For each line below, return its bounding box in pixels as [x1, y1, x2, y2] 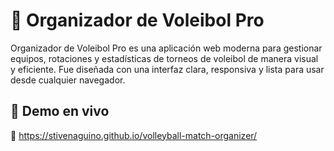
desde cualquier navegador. [10, 74, 126, 86]
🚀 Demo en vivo [10, 103, 110, 120]
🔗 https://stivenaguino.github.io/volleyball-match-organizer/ [10, 129, 258, 141]
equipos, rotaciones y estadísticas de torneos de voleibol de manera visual [10, 52, 319, 64]
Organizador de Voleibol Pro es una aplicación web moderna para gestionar [10, 42, 323, 54]
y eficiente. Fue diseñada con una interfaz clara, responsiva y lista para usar [10, 63, 325, 75]
